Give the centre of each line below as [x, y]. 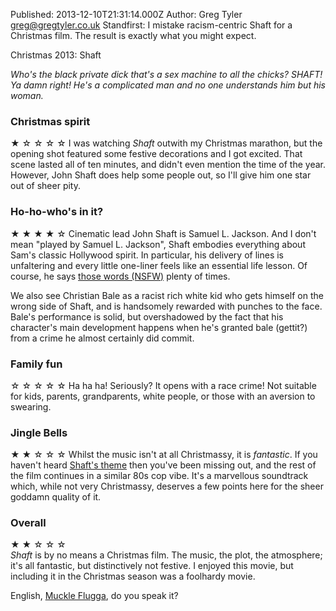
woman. [27, 95]
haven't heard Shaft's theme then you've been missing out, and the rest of [163, 465]
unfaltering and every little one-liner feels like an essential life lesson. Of [159, 265]
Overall [28, 523]
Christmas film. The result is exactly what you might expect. [133, 35]
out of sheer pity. [46, 186]
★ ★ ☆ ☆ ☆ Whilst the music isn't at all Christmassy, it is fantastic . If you [164, 455]
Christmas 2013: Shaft [56, 55]
